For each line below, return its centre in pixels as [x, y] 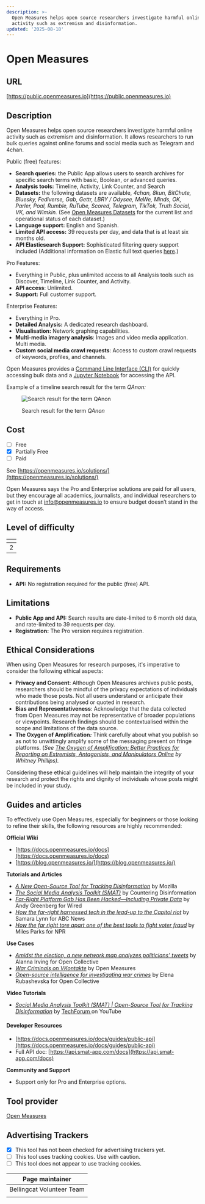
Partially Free [32, 451]
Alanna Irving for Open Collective [57, 962]
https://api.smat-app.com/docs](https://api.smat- [112, 1052]
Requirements [34, 569]
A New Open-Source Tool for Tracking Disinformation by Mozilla [96, 887]
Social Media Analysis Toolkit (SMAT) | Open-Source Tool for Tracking [104, 1005]
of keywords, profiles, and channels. [61, 357]
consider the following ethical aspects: [55, 671]
